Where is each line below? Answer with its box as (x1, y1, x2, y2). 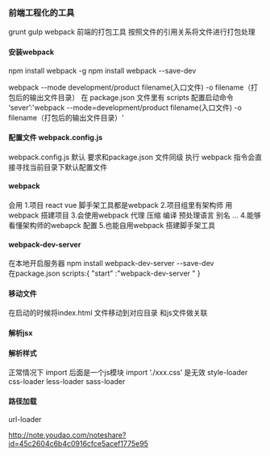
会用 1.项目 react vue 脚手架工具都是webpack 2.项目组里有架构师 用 (8, 200, 233, 209)
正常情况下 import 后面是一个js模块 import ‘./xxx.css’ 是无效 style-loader (8, 368, 248, 378)
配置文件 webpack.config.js (8, 133, 103, 142)
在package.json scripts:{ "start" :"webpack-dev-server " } (8, 268, 201, 278)
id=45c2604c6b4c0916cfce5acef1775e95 (8, 439, 149, 449)
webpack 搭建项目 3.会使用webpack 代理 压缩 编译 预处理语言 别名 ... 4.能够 (8, 210, 261, 220)
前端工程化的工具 (8, 6, 75, 18)
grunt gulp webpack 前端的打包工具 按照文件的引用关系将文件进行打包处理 (8, 27, 255, 37)
